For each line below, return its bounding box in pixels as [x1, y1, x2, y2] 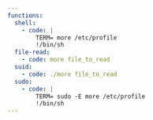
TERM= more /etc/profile [35, 33, 118, 42]
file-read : [14, 48, 50, 56]
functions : [7, 11, 43, 20]
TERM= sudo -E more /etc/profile [35, 92, 146, 100]
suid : [14, 63, 33, 71]
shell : [14, 19, 36, 27]
